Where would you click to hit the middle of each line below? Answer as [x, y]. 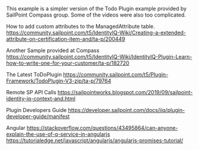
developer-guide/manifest [38, 116]
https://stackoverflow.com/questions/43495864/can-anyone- [102, 128]
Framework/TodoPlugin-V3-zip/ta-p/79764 [59, 81]
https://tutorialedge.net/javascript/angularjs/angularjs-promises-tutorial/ [95, 141]
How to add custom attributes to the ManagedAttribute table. [81, 26]
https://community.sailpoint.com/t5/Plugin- [116, 74]
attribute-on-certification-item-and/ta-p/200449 [66, 39]
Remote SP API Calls [31, 92]
